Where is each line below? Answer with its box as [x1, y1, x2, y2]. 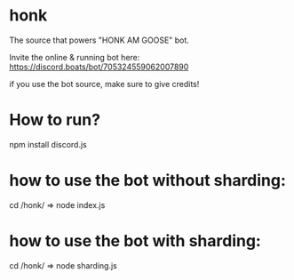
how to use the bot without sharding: [9, 171, 287, 191]
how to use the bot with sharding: [9, 231, 262, 251]
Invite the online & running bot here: [9, 52, 140, 62]
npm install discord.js [9, 139, 87, 149]
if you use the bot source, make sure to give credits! [9, 78, 200, 89]
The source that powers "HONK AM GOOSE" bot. [9, 35, 189, 45]
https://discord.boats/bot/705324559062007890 [9, 61, 189, 72]
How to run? [9, 110, 100, 130]
